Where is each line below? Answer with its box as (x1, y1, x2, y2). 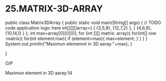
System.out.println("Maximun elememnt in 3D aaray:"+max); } (5, 40, 133, 46)
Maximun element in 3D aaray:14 (5, 69, 72, 75)
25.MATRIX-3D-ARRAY (5, 3, 103, 14)
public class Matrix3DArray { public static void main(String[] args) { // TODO (5, 19, 161, 25)
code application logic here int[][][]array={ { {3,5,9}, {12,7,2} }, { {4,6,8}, (5, 24, 152, 30)
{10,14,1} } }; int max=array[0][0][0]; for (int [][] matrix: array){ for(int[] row (5, 30, 157, 36)
